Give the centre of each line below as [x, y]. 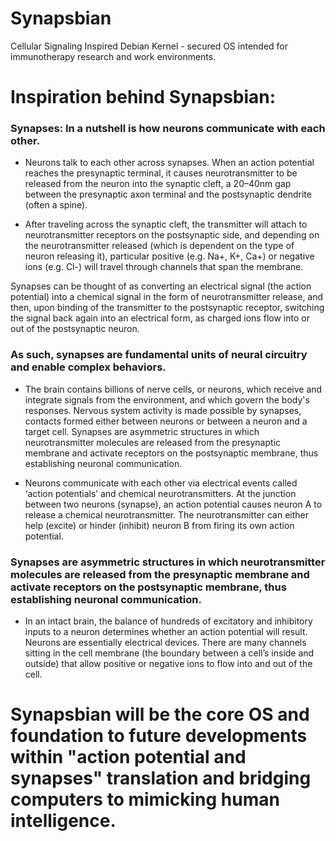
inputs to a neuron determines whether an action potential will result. [166, 632]
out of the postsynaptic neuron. [75, 329]
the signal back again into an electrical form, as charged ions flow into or [160, 318]
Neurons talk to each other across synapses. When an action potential [169, 163]
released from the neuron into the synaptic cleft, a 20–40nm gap [158, 184]
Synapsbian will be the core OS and [160, 714]
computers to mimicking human [145, 799]
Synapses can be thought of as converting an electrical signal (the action [161, 286]
